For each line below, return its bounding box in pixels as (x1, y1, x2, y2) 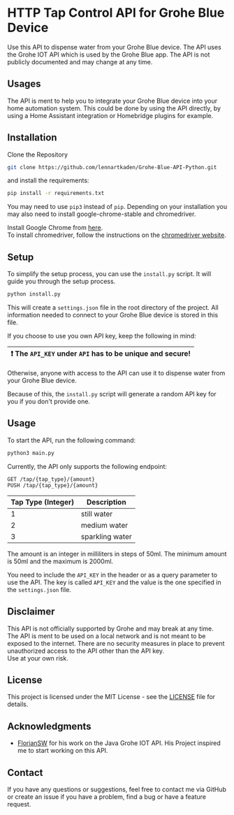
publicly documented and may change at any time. (7, 57, 153, 66)
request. (7, 800, 31, 808)
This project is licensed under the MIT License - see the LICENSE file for (7, 693, 215, 701)
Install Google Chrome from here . (7, 224, 103, 232)
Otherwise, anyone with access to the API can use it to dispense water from (7, 369, 226, 377)
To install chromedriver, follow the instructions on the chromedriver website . (7, 231, 227, 239)
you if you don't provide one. (7, 397, 91, 405)
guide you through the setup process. (7, 277, 116, 286)
